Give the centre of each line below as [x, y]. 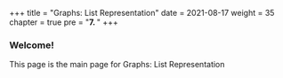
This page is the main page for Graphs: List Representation [117, 65]
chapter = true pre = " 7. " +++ [64, 22]
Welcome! [32, 45]
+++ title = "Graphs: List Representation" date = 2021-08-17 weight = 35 [142, 13]
